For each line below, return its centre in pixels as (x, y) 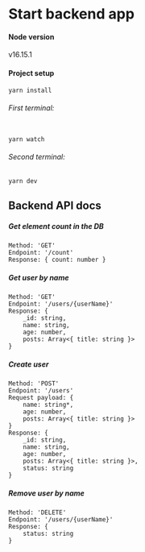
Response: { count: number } (57, 260)
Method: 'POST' (34, 384)
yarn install (30, 90)
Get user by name (39, 277)
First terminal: (31, 108)
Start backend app (72, 14)
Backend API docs (55, 206)
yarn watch (27, 139)
